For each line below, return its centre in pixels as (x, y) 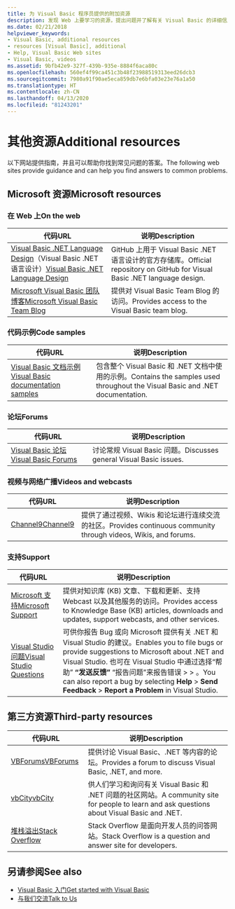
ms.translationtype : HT (42, 86)
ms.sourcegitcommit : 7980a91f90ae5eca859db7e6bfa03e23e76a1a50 (101, 79)
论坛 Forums (28, 416)
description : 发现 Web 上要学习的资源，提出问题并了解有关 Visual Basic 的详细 (115, 20)
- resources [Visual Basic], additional (67, 46)
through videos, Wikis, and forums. (138, 535)
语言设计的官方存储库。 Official (161, 260)
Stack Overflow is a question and (156, 836)
